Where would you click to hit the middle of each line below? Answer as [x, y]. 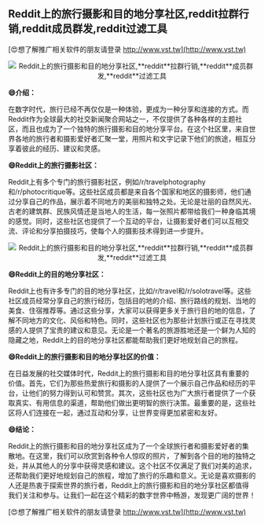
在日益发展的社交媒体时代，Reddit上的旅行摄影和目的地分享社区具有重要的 [129, 373]
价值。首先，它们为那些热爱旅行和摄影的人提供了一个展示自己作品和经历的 [128, 383]
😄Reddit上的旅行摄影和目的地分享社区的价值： [84, 357]
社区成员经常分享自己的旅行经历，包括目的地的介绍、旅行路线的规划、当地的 [132, 300]
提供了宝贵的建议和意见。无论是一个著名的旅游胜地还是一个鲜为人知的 [142, 330]
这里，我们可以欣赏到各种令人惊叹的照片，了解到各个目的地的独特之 [145, 456]
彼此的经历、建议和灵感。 [63, 148]
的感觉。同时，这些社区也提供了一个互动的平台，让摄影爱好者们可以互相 [125, 221]
